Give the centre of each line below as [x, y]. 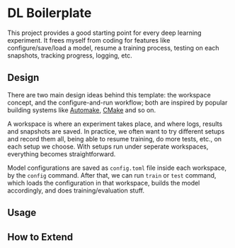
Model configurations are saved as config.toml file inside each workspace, [117, 168]
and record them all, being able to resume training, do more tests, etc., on [114, 139]
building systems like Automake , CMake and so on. [82, 110]
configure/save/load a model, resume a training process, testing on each [113, 48]
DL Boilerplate [50, 13]
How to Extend [40, 237]
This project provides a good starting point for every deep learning [104, 33]
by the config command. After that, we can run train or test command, [112, 175]
